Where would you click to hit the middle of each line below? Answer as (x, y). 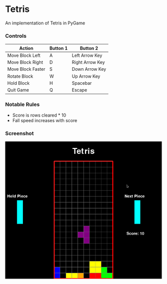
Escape (80, 90)
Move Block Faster (26, 69)
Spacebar (82, 83)
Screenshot (19, 133)
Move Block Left (24, 55)
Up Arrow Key (86, 76)
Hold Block (18, 83)
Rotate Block (20, 76)
